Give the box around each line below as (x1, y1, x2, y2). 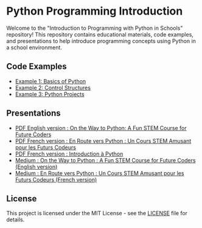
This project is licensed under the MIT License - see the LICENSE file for (6, 210, 187, 217)
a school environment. (6, 44, 63, 51)
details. (6, 216, 25, 223)
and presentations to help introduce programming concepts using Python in (6, 37, 197, 44)
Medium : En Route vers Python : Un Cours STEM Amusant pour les (15, 169, 184, 177)
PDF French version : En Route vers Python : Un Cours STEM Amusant (15, 137, 192, 144)
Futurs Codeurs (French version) (15, 176, 97, 183)
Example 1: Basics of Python (15, 77, 86, 85)
